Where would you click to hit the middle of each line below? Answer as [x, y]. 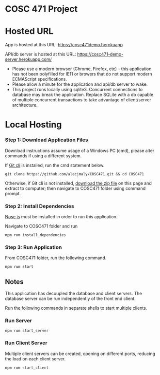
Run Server [19, 320]
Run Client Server [26, 343]
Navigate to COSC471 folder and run [41, 226]
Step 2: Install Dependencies [40, 206]
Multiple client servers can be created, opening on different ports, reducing [80, 354]
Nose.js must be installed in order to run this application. [61, 216]
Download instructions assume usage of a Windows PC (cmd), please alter [80, 150]
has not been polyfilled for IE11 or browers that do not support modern [82, 74]
